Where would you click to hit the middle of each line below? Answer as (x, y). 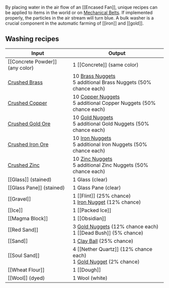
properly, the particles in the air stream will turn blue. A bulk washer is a (80, 18)
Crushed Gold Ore (29, 123)
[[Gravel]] (19, 199)
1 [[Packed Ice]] (92, 210)
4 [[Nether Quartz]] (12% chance (112, 249)
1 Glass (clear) (90, 179)
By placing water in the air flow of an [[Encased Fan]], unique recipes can (81, 7)
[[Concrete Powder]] (32, 61)
